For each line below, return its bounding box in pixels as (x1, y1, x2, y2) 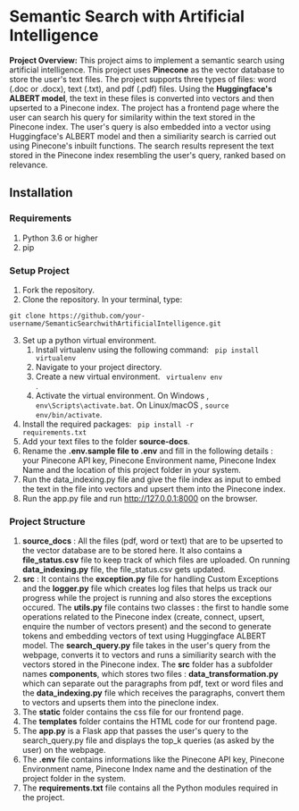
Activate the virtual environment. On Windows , (35, 390, 210, 401)
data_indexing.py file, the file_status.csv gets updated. (21, 564, 226, 575)
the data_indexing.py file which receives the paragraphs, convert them (21, 688, 286, 698)
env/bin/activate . (35, 409, 103, 419)
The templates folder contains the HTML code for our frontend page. (21, 716, 278, 727)
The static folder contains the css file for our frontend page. (21, 706, 244, 717)
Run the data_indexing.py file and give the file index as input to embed (21, 474, 281, 485)
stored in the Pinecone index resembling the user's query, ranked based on (9, 149, 286, 160)
